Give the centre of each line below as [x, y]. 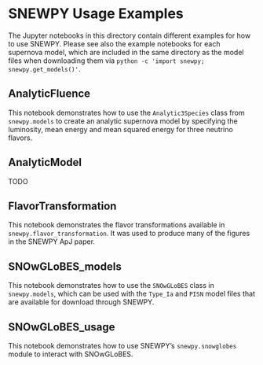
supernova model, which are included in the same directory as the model [126, 52]
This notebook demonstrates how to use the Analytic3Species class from [126, 112]
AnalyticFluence [49, 94]
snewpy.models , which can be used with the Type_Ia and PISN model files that [131, 294]
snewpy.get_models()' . [44, 68]
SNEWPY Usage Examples [96, 14]
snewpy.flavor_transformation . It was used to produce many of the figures [129, 234]
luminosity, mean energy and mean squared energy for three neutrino [121, 129]
